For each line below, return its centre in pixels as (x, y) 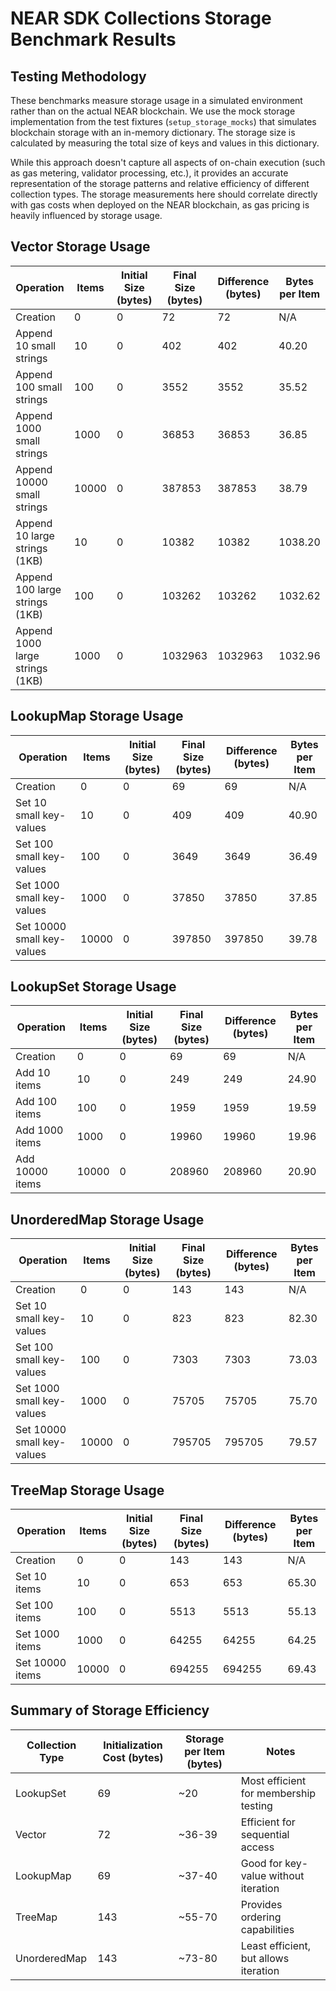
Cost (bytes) (133, 1757)
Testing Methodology (78, 76)
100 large (38, 589)
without (286, 1875)
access (257, 1847)
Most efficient (273, 1780)
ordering (261, 1917)
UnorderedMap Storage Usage (107, 1219)
